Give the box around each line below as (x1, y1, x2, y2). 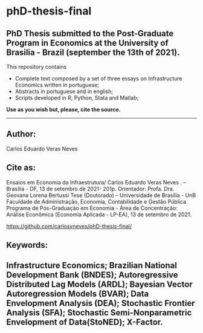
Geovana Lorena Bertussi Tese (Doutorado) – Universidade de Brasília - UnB (6, 192, 196, 199)
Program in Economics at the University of (6, 37, 169, 48)
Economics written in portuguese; (14, 82, 100, 88)
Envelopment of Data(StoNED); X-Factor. (6, 317, 163, 328)
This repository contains (6, 63, 67, 70)
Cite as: (6, 163, 36, 173)
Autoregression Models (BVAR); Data (6, 289, 149, 299)
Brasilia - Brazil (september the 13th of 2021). (6, 47, 180, 57)
